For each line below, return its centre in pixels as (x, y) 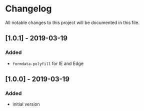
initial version (26, 104)
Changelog (28, 9)
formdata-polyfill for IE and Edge (48, 63)
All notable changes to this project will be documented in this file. (72, 22)
